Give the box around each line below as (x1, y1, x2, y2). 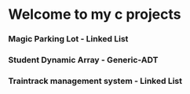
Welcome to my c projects (8, 5, 181, 23)
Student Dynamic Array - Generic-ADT (8, 55, 159, 66)
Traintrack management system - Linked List (8, 75, 183, 86)
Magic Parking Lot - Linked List (8, 34, 129, 45)
